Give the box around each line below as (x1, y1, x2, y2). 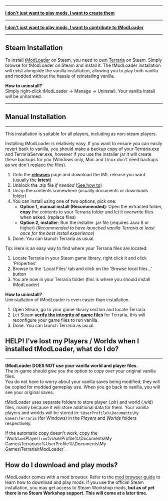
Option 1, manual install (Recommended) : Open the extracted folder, (19, 203, 162, 209)
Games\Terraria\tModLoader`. (5, 446, 66, 452)
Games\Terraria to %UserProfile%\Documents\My (5, 441, 106, 447)
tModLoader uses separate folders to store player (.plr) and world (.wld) (5, 399, 153, 405)
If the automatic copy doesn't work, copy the (5, 430, 98, 436)
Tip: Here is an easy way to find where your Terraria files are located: (5, 245, 148, 251)
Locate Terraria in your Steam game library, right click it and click (12, 255, 147, 261)
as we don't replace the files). (5, 162, 66, 168)
